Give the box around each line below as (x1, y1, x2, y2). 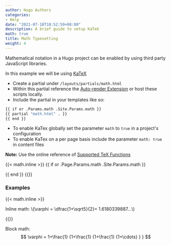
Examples (5, 184, 31, 191)
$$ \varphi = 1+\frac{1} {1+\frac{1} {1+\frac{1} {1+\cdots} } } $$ (20, 234, 151, 240)
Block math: (5, 226, 31, 232)
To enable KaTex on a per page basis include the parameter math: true (12, 136, 162, 142)
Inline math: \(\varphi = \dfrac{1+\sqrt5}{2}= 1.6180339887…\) (5, 206, 135, 212)
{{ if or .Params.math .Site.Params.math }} (5, 106, 102, 112)
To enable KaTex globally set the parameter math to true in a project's (12, 125, 159, 131)
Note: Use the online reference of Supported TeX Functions (5, 152, 131, 158)
